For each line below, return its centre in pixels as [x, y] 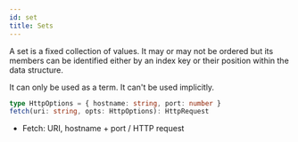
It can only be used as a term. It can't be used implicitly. [112, 87]
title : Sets [31, 26]
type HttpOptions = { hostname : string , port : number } [115, 103]
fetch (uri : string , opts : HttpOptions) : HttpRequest [109, 112]
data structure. [37, 70]
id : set [24, 17]
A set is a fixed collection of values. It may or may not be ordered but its [141, 51]
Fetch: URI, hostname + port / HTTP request [103, 129]
